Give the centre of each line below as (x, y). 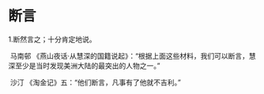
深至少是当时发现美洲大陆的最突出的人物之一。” (84, 65)
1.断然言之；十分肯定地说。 (52, 39)
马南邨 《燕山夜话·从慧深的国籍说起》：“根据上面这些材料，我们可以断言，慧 (133, 56)
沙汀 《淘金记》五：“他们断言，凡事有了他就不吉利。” (96, 82)
